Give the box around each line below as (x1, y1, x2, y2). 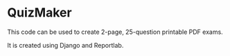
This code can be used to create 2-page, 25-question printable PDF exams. (7, 28, 223, 36)
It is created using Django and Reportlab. (7, 41, 124, 49)
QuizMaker (7, 5, 72, 21)
